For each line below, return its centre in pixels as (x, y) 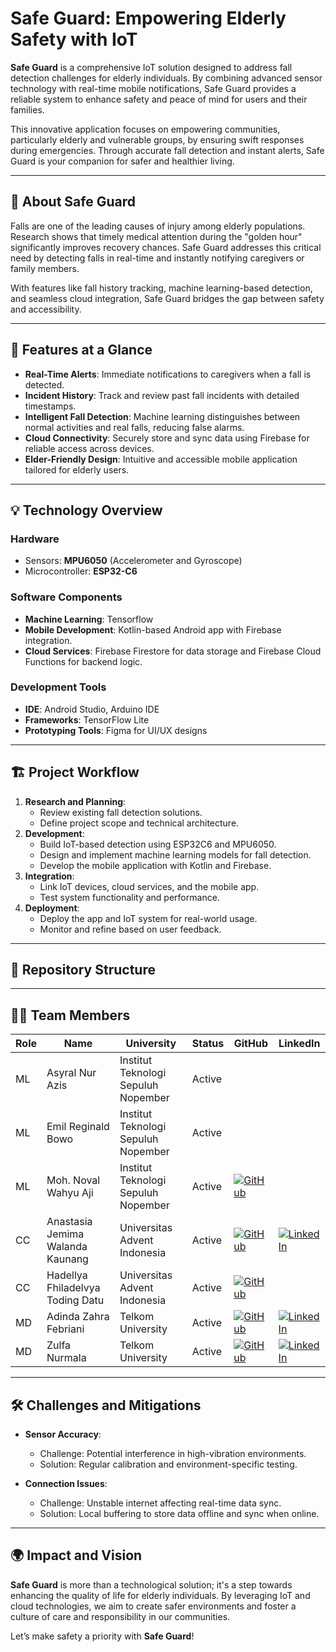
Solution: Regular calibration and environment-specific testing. (168, 1464)
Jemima (65, 1234)
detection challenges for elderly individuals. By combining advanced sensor (166, 78)
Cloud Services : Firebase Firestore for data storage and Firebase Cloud (173, 651)
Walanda (67, 1247)
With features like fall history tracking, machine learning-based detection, (161, 288)
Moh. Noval (73, 1180)
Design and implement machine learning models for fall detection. (175, 854)
